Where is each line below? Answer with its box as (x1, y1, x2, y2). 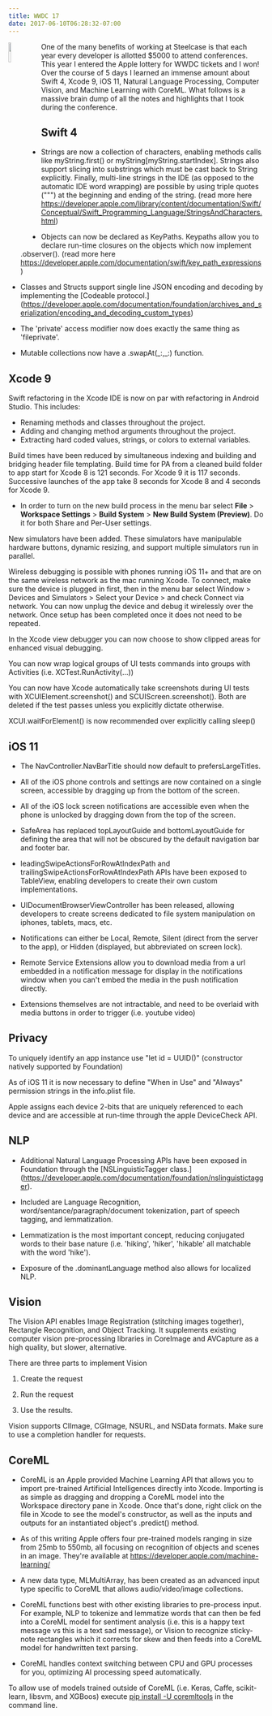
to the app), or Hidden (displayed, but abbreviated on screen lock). (19, 941, 243, 951)
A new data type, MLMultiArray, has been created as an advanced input (19, 1576, 260, 1585)
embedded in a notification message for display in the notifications (19, 966, 243, 975)
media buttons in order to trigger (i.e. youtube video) (19, 1008, 196, 1018)
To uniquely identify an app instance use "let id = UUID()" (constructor (8, 1053, 243, 1062)
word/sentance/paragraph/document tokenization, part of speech (19, 1205, 240, 1215)
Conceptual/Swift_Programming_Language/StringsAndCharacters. (40, 208, 263, 218)
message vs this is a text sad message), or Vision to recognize (19, 1626, 229, 1636)
